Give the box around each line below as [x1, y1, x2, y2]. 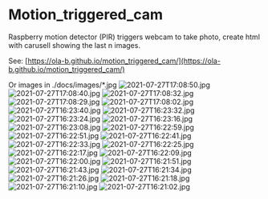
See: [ [8, 56, 28, 66]
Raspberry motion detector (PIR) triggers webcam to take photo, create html [8, 32, 261, 42]
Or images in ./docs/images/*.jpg [8, 80, 117, 90]
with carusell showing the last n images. [8, 40, 140, 50]
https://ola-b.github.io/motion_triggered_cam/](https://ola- [27, 56, 221, 66]
